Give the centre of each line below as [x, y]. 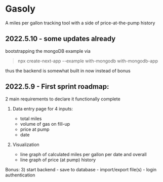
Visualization [26, 144]
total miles [31, 118]
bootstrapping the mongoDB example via [48, 51]
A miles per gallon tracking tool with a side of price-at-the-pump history [80, 23]
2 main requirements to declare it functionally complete [63, 99]
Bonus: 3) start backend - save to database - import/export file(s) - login [81, 169]
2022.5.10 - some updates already [60, 39]
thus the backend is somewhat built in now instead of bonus [68, 70]
